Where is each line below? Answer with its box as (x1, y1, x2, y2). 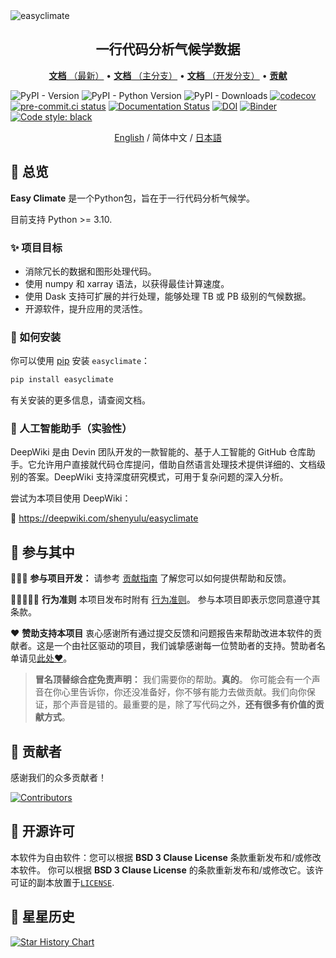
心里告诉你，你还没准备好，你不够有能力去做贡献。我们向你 (61, 686, 307, 698)
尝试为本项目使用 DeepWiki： (10, 492, 132, 504)
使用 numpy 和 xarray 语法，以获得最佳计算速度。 (24, 277, 230, 289)
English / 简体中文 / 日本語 (114, 131, 222, 143)
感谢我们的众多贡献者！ (10, 772, 107, 784)
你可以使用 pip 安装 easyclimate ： (10, 355, 151, 367)
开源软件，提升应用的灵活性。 (24, 302, 148, 314)
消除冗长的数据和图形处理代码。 (24, 265, 157, 277)
